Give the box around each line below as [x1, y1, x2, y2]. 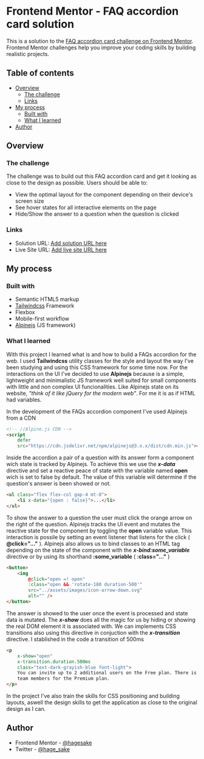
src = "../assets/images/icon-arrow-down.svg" [28, 587, 143, 593]
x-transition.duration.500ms [17, 658, 91, 665]
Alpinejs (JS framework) [15, 322, 76, 329]
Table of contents [6, 68, 74, 79]
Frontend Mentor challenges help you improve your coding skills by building [6, 44, 196, 51]
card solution [6, 17, 75, 31]
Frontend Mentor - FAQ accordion [6, 4, 179, 18]
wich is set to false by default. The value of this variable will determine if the [6, 473, 197, 481]
